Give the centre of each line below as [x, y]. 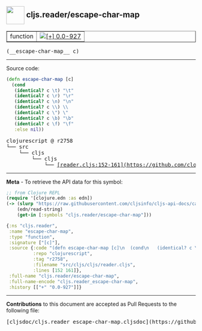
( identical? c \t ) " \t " [44, 91]
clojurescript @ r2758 [40, 141]
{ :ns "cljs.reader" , [32, 225]
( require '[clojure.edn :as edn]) [50, 198]
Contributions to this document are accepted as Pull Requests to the [92, 304]
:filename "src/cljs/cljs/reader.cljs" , [84, 265]
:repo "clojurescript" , [63, 254]
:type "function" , [32, 237]
